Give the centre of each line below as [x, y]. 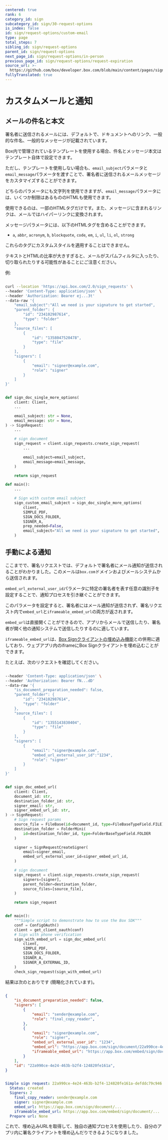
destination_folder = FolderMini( [50, 829]
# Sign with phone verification [48, 934]
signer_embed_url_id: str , [42, 810]
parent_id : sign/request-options [40, 52]
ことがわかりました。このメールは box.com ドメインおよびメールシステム [83, 571]
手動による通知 [28, 552]
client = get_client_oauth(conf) [49, 930]
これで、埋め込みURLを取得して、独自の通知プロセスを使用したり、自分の [81, 1126]
